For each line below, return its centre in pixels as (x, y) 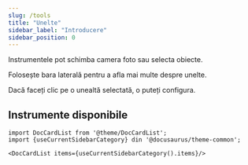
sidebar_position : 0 (42, 37)
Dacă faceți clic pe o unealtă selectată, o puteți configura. (102, 90)
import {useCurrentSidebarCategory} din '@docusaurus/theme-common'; (125, 140)
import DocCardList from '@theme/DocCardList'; (88, 133)
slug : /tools (30, 15)
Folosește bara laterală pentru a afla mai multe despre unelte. (107, 75)
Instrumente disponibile (68, 115)
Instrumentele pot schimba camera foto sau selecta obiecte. (105, 60)
